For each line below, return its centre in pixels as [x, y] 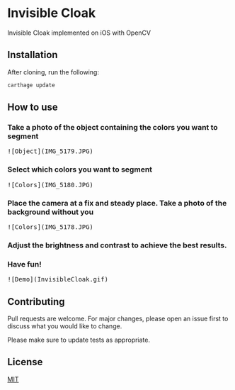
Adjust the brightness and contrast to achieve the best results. [117, 245]
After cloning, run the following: [53, 72]
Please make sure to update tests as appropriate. [79, 340]
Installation [33, 55]
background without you [51, 212]
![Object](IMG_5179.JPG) [50, 151]
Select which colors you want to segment [80, 169]
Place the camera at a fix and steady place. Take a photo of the [117, 203]
